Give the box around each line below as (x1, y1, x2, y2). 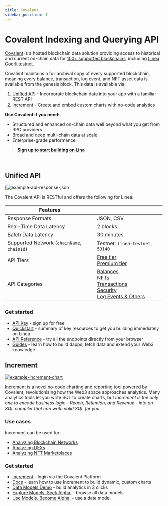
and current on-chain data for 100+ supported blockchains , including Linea (5, 56, 160, 62)
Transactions (97, 281, 128, 288)
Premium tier (97, 260, 127, 267)
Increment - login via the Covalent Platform (12, 473, 101, 480)
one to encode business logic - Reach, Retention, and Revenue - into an (5, 400, 153, 406)
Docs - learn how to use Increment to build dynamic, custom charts (12, 479, 151, 485)
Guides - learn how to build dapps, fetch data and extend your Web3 (12, 341, 154, 347)
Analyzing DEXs (12, 444, 46, 450)
